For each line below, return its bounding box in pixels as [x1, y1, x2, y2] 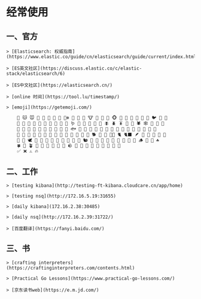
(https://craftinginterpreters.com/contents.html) [6, 265, 135, 271]
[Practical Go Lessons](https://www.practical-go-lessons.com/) [11, 275, 175, 282]
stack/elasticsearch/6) [6, 71, 66, 77]
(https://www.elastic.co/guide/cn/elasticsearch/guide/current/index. [6, 54, 186, 60]
